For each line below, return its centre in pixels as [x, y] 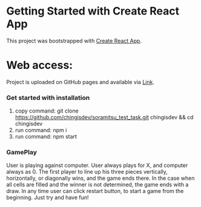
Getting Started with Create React [93, 11]
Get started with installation [48, 97]
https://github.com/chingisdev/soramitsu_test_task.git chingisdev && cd [104, 117]
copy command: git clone [47, 111]
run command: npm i [41, 130]
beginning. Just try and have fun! [48, 197]
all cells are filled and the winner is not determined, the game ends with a [97, 185]
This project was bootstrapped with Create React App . [74, 41]
